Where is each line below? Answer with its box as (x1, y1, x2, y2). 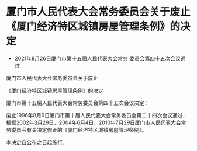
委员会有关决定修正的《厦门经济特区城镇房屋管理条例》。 (11, 126, 147, 133)
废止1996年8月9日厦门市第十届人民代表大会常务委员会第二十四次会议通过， (6, 111, 188, 118)
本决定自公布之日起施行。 (6, 138, 68, 146)
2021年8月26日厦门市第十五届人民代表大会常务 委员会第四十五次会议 (14, 55, 181, 62)
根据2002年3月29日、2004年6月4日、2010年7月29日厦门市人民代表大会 (6, 119, 181, 126)
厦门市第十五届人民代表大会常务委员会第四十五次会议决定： (6, 99, 150, 106)
